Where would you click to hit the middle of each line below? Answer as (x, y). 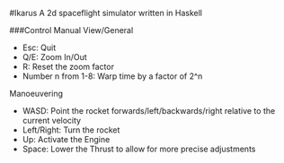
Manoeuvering (36, 94)
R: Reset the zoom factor (68, 67)
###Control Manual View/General (71, 30)
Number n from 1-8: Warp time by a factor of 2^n (112, 76)
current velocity (52, 120)
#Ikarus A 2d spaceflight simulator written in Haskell (106, 13)
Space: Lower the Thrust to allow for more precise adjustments (139, 149)
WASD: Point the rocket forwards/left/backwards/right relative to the (149, 111)
